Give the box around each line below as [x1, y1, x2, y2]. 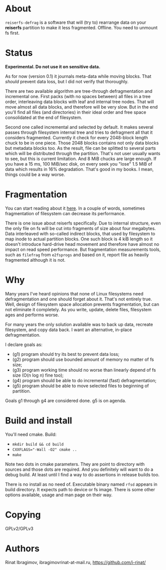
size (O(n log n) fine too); [12, 372, 64, 378]
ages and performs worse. [5, 312, 59, 318]
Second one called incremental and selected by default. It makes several [5, 124, 154, 130]
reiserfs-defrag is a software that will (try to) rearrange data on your [5, 19, 146, 25]
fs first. [5, 30, 20, 36]
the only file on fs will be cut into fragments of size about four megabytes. [5, 225, 156, 231]
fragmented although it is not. [5, 257, 66, 263]
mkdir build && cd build [12, 442, 64, 447]
